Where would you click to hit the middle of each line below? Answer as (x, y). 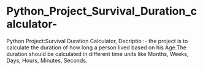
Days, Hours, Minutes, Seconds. (47, 60)
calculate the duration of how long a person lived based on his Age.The (97, 47)
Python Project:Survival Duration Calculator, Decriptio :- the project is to (97, 41)
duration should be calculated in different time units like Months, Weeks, (98, 54)
